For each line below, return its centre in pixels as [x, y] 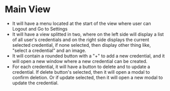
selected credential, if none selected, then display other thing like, [81, 45]
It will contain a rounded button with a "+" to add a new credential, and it [88, 56]
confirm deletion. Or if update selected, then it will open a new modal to [87, 77]
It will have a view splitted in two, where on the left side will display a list [88, 34]
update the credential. [35, 83]
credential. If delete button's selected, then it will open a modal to [81, 72]
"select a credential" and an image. [49, 50]
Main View [28, 9]
